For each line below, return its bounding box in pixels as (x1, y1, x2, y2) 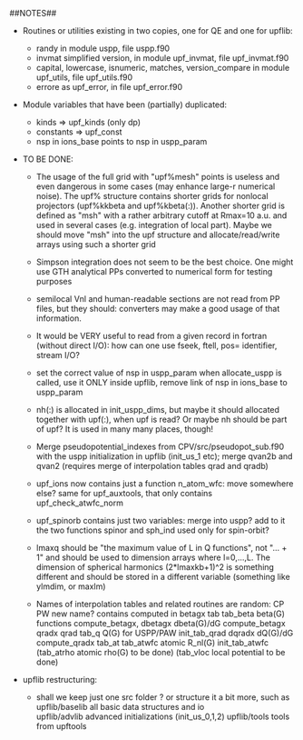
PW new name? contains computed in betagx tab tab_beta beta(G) (35, 608, 286, 619)
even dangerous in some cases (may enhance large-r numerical (35, 181, 276, 192)
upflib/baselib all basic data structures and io (35, 702, 205, 712)
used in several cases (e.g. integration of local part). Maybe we (35, 220, 272, 230)
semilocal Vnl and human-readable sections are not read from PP (35, 294, 280, 304)
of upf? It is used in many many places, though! (35, 424, 214, 435)
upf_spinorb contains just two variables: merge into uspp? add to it (35, 515, 286, 525)
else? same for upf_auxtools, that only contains (35, 488, 213, 498)
